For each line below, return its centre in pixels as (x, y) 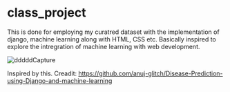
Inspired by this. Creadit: (42, 73)
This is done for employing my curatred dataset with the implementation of (113, 32)
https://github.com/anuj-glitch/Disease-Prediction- (151, 73)
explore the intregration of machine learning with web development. (104, 46)
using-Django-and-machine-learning (60, 80)
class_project (47, 13)
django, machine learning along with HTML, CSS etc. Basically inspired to (112, 39)
